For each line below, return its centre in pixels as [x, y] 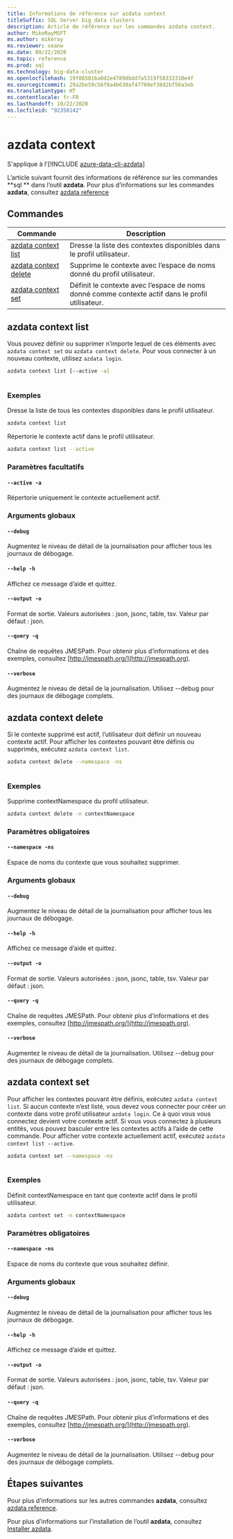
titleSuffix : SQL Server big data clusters [71, 20]
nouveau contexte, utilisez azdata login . [65, 359]
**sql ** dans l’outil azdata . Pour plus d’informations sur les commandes [111, 185]
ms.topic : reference [37, 59]
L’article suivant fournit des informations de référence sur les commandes [113, 177]
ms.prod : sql [26, 65]
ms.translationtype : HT [42, 91]
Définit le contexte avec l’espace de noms [138, 285]
